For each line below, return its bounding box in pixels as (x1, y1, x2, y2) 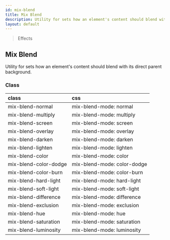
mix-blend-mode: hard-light (71, 177, 141, 184)
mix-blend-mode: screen (71, 119, 133, 127)
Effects (17, 35, 33, 42)
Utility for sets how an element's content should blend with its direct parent (5, 64, 162, 70)
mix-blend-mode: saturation (71, 218, 141, 225)
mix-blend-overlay (8, 128, 54, 135)
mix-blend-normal (8, 103, 53, 110)
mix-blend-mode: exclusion (71, 202, 139, 209)
